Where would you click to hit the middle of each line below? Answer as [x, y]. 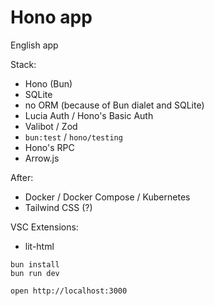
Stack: [23, 64]
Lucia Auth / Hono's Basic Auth [89, 115]
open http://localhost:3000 [69, 291]
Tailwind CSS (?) [58, 207]
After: [22, 177]
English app [34, 45]
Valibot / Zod [51, 126]
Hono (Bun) [48, 83]
